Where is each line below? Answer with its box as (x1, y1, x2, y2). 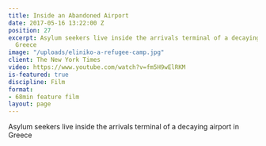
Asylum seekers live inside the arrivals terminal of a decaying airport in (8, 122, 240, 132)
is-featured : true (8, 71, 69, 79)
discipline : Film (8, 78, 66, 86)
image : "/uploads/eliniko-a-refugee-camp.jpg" (8, 48, 165, 56)
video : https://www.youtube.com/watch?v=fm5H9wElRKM (8, 63, 186, 71)
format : (8, 85, 34, 94)
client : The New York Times (8, 56, 101, 64)
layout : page (8, 100, 51, 108)
